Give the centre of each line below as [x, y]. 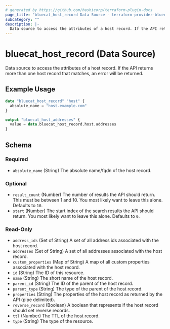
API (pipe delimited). [34, 300]
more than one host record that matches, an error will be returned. [74, 74]
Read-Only [19, 229]
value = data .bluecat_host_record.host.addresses [63, 124]
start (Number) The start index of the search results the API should [83, 211]
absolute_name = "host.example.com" [48, 106]
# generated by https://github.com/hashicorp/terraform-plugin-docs [79, 10]
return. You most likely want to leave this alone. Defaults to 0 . [76, 216]
